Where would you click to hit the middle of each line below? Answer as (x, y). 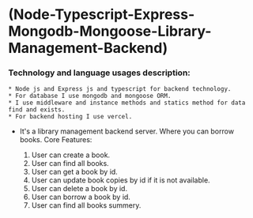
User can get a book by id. (75, 172)
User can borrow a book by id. (81, 197)
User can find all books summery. (86, 205)
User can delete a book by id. (79, 189)
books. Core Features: (56, 140)
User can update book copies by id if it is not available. (121, 180)
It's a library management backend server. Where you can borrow (127, 131)
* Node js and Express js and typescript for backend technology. (120, 89)
